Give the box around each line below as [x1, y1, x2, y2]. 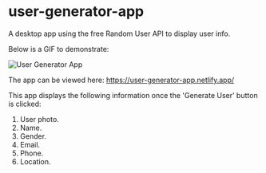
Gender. [19, 131, 46, 141]
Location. [19, 156, 51, 166]
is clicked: [8, 99, 42, 108]
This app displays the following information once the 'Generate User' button [8, 90, 258, 100]
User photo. [19, 114, 60, 124]
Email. [19, 140, 41, 149]
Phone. [19, 148, 44, 158]
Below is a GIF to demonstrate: [8, 44, 109, 53]
